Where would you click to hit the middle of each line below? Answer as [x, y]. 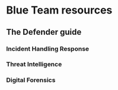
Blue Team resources [59, 10]
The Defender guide [44, 32]
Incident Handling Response [48, 49]
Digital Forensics [31, 80]
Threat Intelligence [34, 64]
